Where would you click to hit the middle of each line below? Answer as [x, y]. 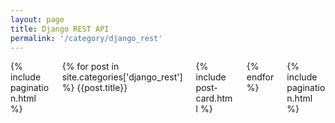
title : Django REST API [60, 29]
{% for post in [90, 67]
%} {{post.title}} [94, 88]
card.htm [214, 98]
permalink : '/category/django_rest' [86, 38]
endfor [260, 77]
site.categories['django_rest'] [122, 77]
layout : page [37, 19]
